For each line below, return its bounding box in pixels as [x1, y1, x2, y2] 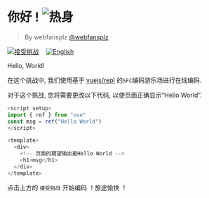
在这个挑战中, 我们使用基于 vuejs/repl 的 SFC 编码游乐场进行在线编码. [7, 76, 202, 84]
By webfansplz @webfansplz [24, 32, 109, 41]
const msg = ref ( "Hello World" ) [7, 118, 102, 125]
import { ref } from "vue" [7, 111, 86, 119]
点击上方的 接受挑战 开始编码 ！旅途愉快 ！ [7, 183, 128, 192]
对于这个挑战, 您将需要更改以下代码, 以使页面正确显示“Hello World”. [7, 91, 202, 99]
